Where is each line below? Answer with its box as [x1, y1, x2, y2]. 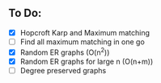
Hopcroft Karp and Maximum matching [19, 27, 150, 37]
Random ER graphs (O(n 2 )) [19, 46, 110, 57]
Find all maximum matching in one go [19, 36, 146, 47]
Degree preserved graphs [19, 65, 107, 75]
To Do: [8, 6, 42, 20]
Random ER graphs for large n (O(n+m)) [19, 56, 154, 66]
